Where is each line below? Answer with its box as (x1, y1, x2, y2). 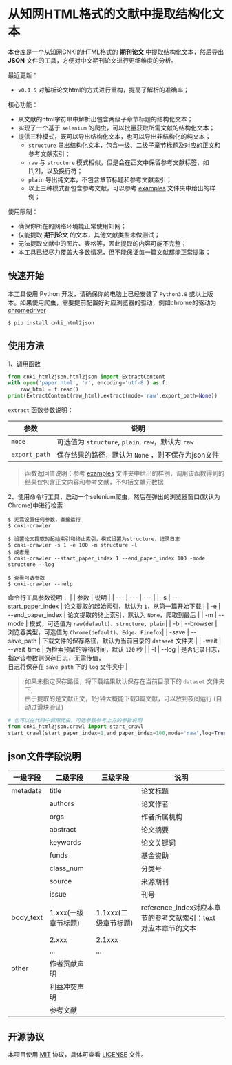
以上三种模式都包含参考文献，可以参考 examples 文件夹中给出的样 (28, 184, 216, 192)
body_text (11, 912, 43, 922)
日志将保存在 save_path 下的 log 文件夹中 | (8, 663, 128, 671)
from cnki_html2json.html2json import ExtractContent (8, 373, 166, 380)
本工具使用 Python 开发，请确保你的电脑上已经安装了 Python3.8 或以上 (8, 289, 207, 297)
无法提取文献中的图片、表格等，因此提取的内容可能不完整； (17, 239, 187, 247)
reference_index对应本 (140, 902, 215, 912)
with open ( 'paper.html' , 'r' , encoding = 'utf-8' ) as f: (8, 380, 169, 387)
